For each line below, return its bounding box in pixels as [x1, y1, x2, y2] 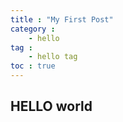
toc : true [10, 61, 56, 71]
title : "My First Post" [10, 14, 114, 25]
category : [10, 24, 56, 34]
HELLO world [10, 98, 93, 115]
